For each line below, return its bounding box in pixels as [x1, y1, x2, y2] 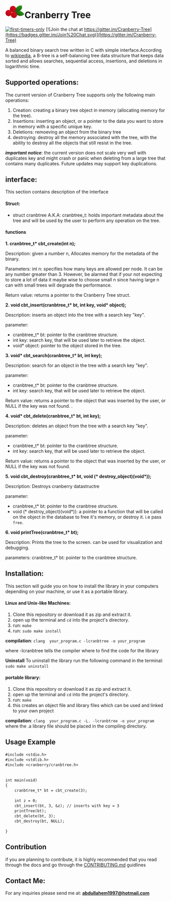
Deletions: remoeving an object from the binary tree [12, 128, 121, 135]
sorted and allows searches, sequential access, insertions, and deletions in [5, 58, 163, 64]
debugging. [5, 544, 30, 551]
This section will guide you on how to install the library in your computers [5, 583, 159, 589]
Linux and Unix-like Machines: [5, 600, 71, 606]
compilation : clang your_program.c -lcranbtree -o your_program [5, 638, 146, 644]
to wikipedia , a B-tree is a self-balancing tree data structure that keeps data [5, 52, 164, 58]
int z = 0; [14, 798, 38, 803]
